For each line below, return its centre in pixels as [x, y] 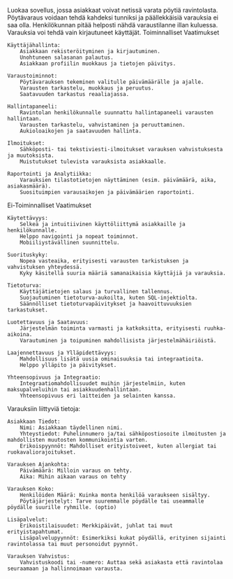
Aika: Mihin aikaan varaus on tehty [73, 477]
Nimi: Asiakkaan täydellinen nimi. [72, 428]
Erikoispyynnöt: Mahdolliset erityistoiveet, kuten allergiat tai [118, 446]
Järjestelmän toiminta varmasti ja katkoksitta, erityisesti [110, 328]
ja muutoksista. [31, 155]
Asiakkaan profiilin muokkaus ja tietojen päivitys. [98, 64]
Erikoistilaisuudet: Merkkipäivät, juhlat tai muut [96, 526]
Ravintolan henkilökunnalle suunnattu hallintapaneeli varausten [117, 113]
